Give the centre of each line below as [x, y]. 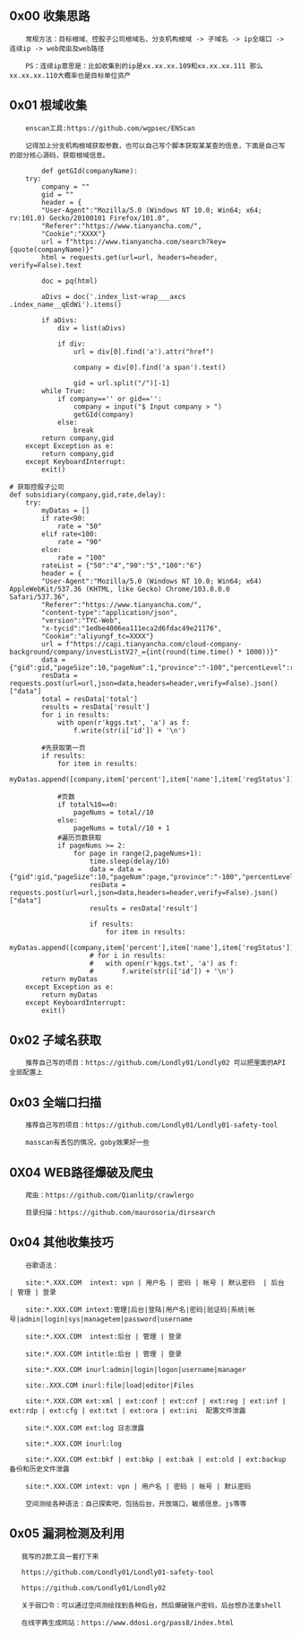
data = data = [116, 869]
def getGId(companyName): [90, 171]
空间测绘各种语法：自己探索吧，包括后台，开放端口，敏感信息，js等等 [136, 1504]
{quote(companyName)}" [52, 250]
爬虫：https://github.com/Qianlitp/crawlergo [110, 1196]
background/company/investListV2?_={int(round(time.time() [122, 652]
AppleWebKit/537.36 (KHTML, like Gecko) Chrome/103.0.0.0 [120, 589]
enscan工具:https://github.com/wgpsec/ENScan [110, 128]
